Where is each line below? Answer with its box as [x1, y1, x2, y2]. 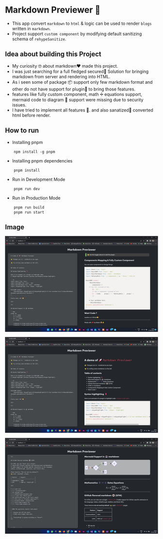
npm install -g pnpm [14, 149, 55, 154]
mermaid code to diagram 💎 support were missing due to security [12, 97, 144, 103]
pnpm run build [14, 205, 45, 210]
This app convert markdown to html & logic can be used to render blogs [12, 20, 152, 26]
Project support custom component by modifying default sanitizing [12, 31, 142, 36]
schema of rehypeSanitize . [12, 36, 66, 42]
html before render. [12, 112, 51, 118]
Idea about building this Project [5, 50, 102, 58]
